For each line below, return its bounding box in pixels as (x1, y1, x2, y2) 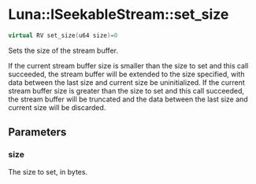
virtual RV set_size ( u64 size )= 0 (8, 31, 118, 39)
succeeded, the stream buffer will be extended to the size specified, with (8, 69, 245, 79)
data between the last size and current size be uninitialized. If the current (8, 77, 246, 87)
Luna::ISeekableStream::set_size (8, 6, 229, 24)
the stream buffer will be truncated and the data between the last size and (8, 94, 248, 104)
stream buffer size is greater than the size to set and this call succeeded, (8, 86, 245, 95)
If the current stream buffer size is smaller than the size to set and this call (8, 61, 249, 70)
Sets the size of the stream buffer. (8, 46, 118, 55)
